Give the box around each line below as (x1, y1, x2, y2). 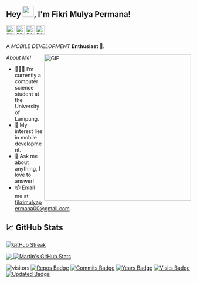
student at (14, 90, 40, 97)
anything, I (14, 165, 40, 172)
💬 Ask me (14, 152, 38, 159)
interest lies (14, 127, 43, 135)
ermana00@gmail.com (14, 204, 70, 212)
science (14, 84, 34, 91)
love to (14, 171, 31, 178)
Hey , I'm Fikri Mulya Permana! (6, 9, 131, 19)
